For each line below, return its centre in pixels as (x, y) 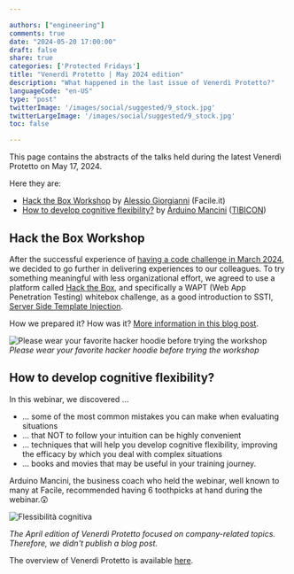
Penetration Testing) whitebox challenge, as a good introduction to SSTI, (141, 297)
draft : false (33, 50)
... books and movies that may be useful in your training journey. (139, 463)
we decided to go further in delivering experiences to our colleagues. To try (147, 268)
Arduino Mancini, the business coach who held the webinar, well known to (144, 480)
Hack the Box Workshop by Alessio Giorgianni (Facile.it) (124, 201)
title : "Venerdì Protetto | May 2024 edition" (97, 75)
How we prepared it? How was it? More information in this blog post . (134, 323)
